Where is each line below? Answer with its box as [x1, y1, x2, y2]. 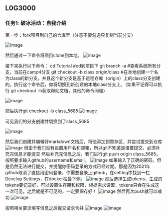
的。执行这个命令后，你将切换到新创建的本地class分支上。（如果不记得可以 [5, 81, 158, 87]
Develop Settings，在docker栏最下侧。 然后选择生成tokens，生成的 [5, 176, 163, 182]
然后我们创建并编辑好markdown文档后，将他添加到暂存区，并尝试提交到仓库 [5, 139, 163, 144]
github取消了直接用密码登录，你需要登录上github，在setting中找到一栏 [5, 169, 151, 175]
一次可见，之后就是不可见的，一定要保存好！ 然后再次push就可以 [5, 188, 158, 194]
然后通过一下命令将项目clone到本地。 [5, 52, 82, 58]
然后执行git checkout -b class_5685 [5, 108, 79, 114]
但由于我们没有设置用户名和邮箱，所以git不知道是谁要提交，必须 [24, 144, 156, 150]
